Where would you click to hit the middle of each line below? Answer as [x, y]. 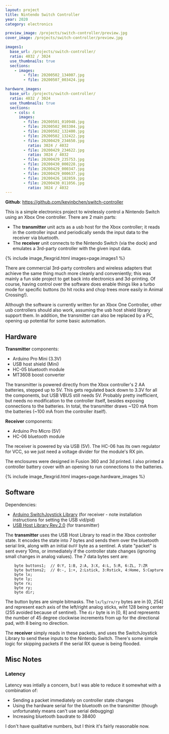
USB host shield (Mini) [36, 364]
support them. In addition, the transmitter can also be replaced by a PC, [79, 315]
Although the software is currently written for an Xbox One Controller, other [83, 305]
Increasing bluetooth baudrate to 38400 [54, 716]
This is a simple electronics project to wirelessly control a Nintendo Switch [82, 212]
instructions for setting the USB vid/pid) [54, 520]
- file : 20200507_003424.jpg [54, 80]
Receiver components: [29, 421]
